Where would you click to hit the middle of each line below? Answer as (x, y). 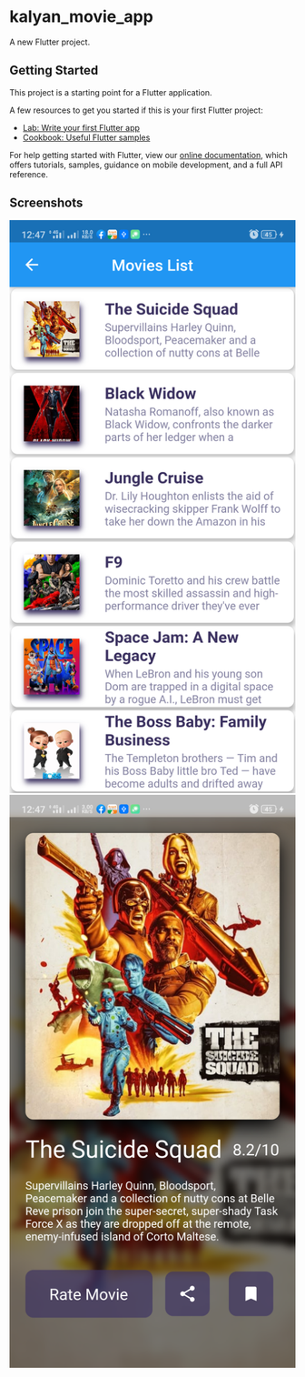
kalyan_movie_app (82, 17)
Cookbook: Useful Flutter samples (86, 137)
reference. (29, 174)
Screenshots (46, 203)
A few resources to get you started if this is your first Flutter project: (136, 110)
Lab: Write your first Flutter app (81, 127)
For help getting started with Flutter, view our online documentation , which (149, 155)
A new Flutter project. (50, 42)
